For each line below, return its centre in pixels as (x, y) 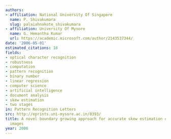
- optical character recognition (41, 57)
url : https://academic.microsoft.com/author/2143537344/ (72, 39)
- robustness (19, 62)
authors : (15, 10)
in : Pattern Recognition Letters (41, 109)
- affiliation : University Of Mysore (45, 29)
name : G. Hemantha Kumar (36, 34)
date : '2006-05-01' (26, 43)
